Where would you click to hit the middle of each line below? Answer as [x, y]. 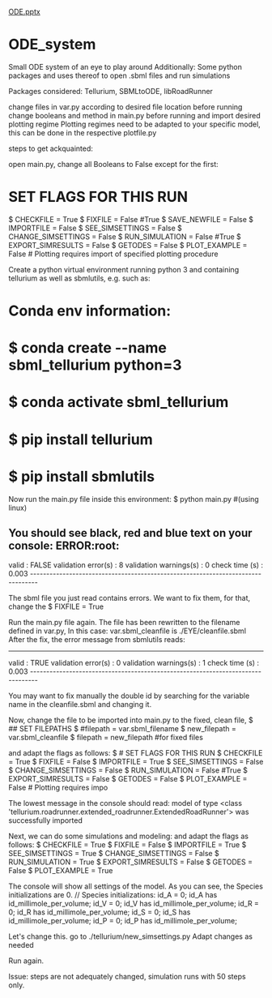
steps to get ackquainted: [51, 148]
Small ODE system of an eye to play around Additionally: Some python [125, 66]
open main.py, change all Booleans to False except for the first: [113, 164]
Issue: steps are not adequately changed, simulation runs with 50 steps [127, 977]
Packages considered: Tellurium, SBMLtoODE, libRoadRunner [110, 91]
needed [21, 945]
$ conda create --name [88, 348]
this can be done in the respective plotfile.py [83, 132]
